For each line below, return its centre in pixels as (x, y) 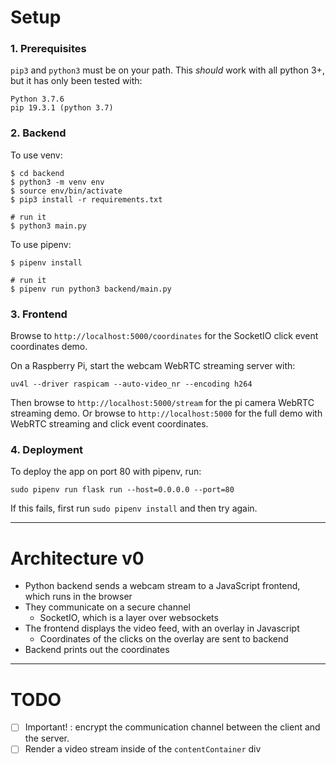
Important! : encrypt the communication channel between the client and (172, 727)
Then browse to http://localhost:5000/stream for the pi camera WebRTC (162, 403)
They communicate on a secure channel (107, 607)
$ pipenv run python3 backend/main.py (91, 289)
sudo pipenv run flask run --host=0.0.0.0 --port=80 (122, 490)
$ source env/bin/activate (66, 191)
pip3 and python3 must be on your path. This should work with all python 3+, (167, 70)
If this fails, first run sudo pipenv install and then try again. (134, 508)
